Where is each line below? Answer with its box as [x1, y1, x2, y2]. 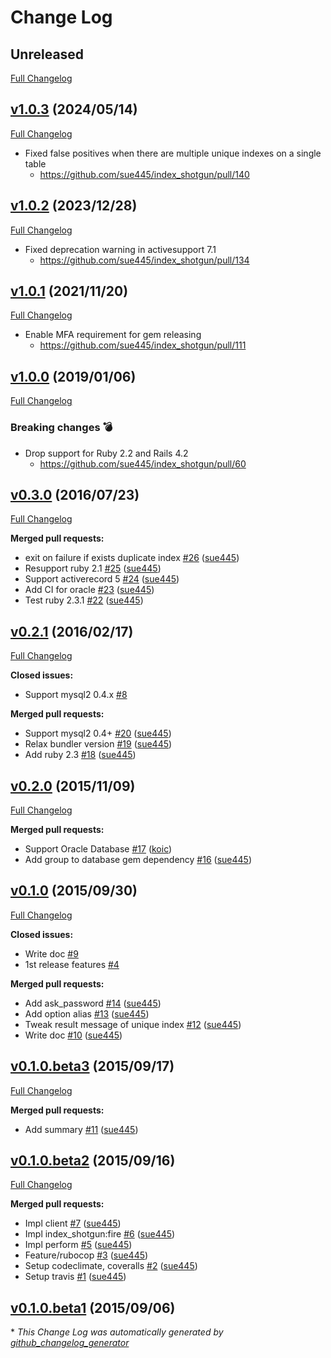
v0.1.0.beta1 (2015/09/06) [10, 1299, 176, 1316]
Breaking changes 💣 [10, 421, 113, 435]
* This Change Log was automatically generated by [10, 1326, 224, 1338]
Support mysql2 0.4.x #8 [24, 689, 128, 701]
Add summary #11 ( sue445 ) [24, 1123, 139, 1135]
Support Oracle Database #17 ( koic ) [24, 842, 173, 855]
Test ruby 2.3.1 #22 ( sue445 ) [24, 594, 144, 606]
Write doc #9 [24, 947, 79, 960]
